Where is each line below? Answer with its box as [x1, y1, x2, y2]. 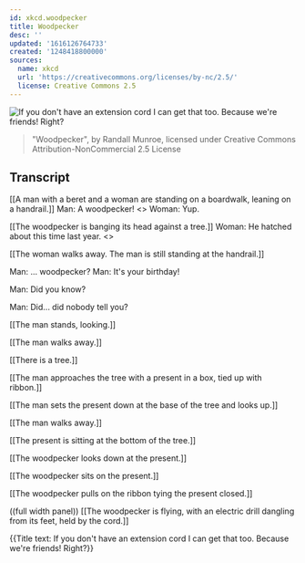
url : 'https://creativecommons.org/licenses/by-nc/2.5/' [17, 73, 239, 82]
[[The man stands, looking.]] [9, 319, 117, 330]
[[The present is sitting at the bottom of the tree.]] [9, 435, 197, 446]
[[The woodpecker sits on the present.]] [9, 471, 159, 482]
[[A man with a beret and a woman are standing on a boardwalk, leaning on [9, 193, 291, 205]
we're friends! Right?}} [9, 543, 94, 554]
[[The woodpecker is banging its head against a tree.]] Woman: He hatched [9, 221, 292, 233]
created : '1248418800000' [9, 47, 107, 57]
